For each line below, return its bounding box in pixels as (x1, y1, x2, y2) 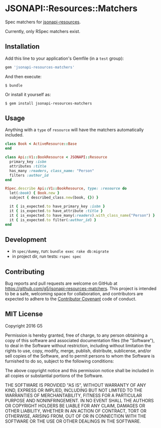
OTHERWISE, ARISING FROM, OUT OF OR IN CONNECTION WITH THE (5, 413, 146, 419)
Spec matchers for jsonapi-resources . (5, 19, 81, 25)
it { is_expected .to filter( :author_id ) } (9, 217, 97, 223)
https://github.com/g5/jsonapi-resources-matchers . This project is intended (5, 286, 157, 291)
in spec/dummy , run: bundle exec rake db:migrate (12, 248, 109, 254)
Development (5, 235, 47, 243)
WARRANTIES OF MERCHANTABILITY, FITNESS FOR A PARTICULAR (5, 392, 142, 398)
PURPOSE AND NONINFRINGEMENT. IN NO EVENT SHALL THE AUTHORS (5, 397, 154, 403)
